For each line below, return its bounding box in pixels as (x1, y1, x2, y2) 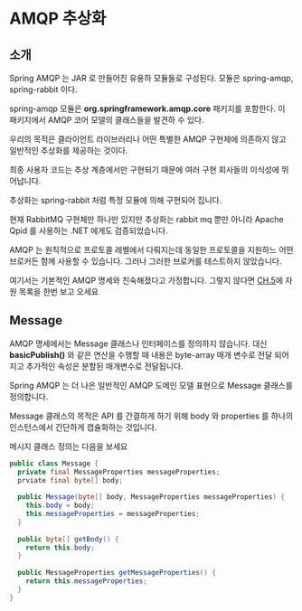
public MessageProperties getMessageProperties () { (17, 569, 217, 578)
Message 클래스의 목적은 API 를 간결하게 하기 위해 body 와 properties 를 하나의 (9, 410, 294, 421)
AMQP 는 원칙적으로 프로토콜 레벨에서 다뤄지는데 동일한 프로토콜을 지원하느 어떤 (9, 245, 294, 255)
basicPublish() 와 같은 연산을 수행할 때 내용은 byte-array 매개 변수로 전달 (9, 349, 273, 360)
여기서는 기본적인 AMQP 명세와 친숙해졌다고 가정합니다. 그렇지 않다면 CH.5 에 (9, 275, 283, 286)
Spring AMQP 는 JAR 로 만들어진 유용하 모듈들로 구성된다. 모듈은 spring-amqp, (9, 73, 294, 83)
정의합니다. (9, 390, 49, 402)
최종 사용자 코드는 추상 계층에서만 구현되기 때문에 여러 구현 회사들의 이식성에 (9, 164, 280, 174)
